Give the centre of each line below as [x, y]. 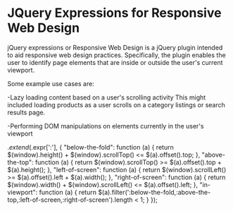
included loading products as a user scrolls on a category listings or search [116, 104]
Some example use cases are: [51, 83]
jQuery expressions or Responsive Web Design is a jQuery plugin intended [115, 47]
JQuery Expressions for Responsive [114, 13]
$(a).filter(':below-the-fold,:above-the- [155, 192]
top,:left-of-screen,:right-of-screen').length [70, 200]
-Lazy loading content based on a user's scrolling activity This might [107, 97]
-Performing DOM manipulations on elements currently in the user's [106, 126]
